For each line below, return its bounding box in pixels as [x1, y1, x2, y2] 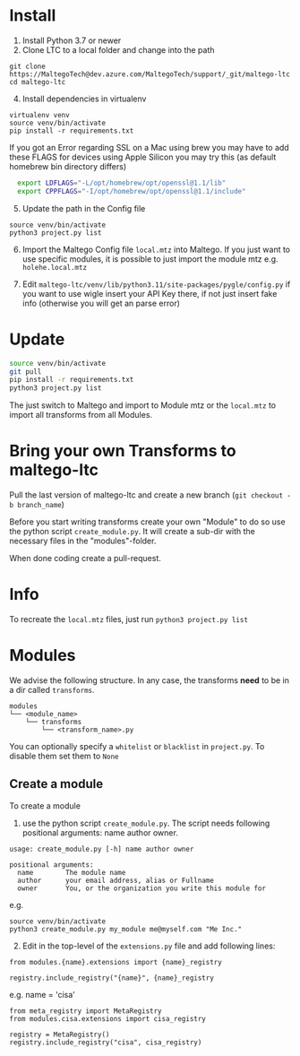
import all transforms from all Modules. [9, 410, 153, 420]
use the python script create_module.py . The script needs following [21, 818, 270, 828]
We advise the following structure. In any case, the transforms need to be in [9, 674, 289, 686]
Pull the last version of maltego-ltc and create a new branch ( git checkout [9, 489, 284, 500]
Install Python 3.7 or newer [21, 35, 122, 46]
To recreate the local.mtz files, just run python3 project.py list [9, 614, 249, 624]
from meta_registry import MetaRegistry [9, 1006, 163, 1016]
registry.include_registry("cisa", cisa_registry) [9, 1037, 202, 1047]
